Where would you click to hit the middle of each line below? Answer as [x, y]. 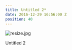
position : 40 [19, 19]
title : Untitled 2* [26, 10]
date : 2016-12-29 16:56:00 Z [36, 14]
